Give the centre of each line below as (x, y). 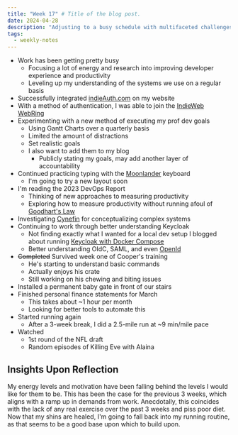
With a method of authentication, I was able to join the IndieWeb (110, 106)
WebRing (31, 114)
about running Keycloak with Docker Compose (96, 241)
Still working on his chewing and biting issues (95, 279)
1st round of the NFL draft (66, 340)
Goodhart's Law (52, 211)
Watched (31, 332)
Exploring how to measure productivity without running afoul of (120, 204)
